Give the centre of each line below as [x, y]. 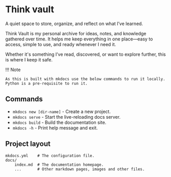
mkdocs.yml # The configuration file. [50, 156]
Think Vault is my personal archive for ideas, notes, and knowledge [76, 33]
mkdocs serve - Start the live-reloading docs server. [67, 117]
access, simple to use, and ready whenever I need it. [61, 44]
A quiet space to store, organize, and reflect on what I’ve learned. [74, 24]
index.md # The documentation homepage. [59, 165]
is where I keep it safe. [29, 59]
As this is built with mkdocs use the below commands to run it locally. [86, 79]
